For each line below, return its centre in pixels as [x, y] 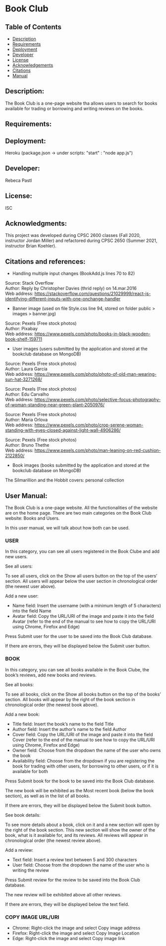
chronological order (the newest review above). [54, 840]
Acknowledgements [33, 65]
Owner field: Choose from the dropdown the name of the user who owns [86, 750]
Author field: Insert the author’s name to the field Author [69, 729]
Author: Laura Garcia [27, 369]
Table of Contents [33, 27]
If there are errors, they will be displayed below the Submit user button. [78, 646]
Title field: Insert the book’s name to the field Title [63, 724]
